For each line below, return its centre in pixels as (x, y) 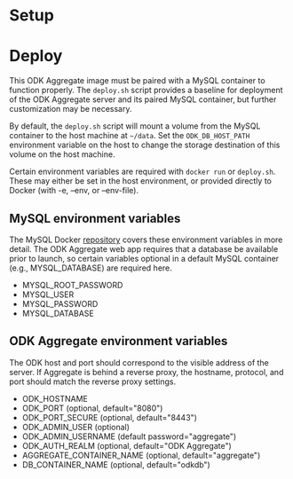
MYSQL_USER (48, 294)
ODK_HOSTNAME (55, 398)
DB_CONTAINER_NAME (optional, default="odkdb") (116, 464)
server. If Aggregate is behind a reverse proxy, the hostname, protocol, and (146, 372)
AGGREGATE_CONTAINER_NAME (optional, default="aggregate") (141, 455)
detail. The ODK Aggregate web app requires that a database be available (144, 248)
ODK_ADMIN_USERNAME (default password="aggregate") (129, 436)
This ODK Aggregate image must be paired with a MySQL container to (137, 81)
